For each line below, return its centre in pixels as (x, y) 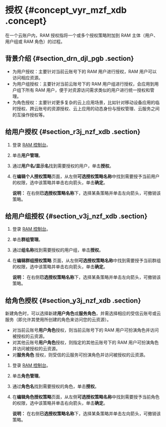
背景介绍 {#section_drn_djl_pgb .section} (70, 59)
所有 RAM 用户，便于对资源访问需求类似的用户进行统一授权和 (88, 90)
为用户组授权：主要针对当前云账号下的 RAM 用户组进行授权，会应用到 (83, 84)
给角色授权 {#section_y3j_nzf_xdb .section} (73, 301)
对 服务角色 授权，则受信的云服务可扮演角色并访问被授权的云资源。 (80, 355)
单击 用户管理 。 (27, 155)
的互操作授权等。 (30, 115)
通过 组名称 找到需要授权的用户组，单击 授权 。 (58, 250)
